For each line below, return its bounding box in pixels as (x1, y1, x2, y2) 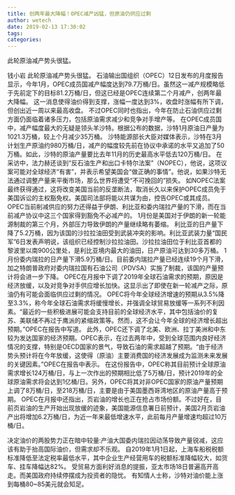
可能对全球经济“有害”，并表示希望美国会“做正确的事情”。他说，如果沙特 (13, 167, 220, 176)
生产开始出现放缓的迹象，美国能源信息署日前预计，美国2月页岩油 (37, 404, 226, 412)
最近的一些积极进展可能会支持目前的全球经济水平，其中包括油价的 (22, 307, 213, 316)
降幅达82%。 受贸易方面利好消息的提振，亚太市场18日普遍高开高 (31, 463, 219, 471)
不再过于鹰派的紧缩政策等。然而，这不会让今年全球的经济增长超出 (37, 316, 228, 325)
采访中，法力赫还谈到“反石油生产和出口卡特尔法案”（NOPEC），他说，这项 (7, 159, 222, 167)
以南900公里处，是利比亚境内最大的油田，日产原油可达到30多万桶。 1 (25, 246, 227, 255)
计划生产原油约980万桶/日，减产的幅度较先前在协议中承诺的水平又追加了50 (7, 141, 225, 150)
